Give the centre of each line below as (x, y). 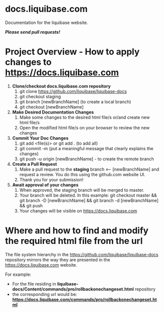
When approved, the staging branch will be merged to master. (82, 190)
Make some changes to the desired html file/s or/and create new (85, 117)
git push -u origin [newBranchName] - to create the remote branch (87, 159)
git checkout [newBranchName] (52, 107)
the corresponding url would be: (45, 294)
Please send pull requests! (33, 32)
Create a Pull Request (35, 164)
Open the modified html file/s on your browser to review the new (84, 128)
